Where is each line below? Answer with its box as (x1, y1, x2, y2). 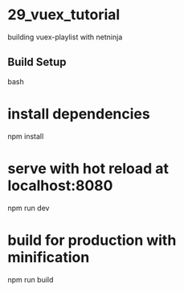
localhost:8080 (7, 176, 113, 194)
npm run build (7, 274, 54, 284)
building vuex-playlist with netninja (7, 32, 123, 42)
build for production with (7, 231, 177, 249)
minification (7, 248, 90, 266)
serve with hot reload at (7, 159, 170, 177)
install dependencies (7, 104, 150, 123)
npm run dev (7, 203, 50, 213)
